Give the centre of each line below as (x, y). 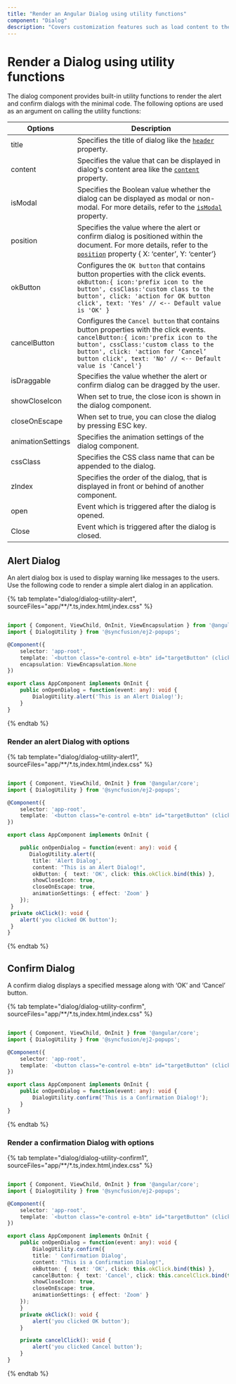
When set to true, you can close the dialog (146, 417)
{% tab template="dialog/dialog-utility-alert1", (73, 756)
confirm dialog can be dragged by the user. (148, 385)
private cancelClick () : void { (66, 1340)
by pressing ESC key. (112, 425)
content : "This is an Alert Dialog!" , (89, 867)
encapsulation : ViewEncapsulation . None (78, 664)
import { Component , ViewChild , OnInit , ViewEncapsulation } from (106, 625)
